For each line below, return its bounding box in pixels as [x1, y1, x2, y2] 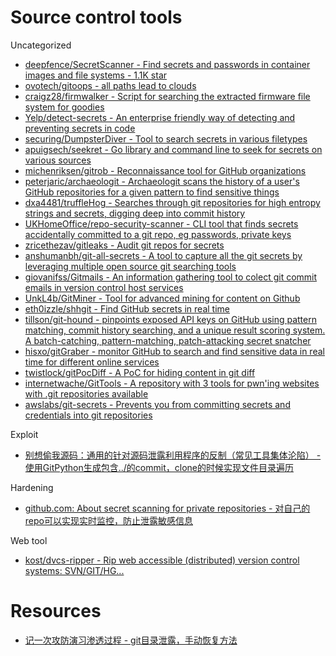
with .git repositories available [24, 387, 149, 400]
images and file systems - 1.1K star [24, 69, 168, 81]
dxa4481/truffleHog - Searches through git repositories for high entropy [24, 196, 321, 208]
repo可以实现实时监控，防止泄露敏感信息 [24, 514, 193, 526]
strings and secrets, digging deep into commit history [24, 207, 246, 219]
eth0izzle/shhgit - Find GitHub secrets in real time [24, 302, 231, 315]
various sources [24, 154, 92, 166]
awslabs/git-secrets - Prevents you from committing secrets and [24, 398, 291, 410]
